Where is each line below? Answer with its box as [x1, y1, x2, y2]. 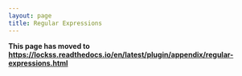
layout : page [8, 11, 52, 20]
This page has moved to [8, 41, 90, 50]
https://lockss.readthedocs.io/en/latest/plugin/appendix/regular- [8, 50, 234, 59]
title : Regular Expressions [8, 19, 103, 27]
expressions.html [8, 58, 68, 68]
